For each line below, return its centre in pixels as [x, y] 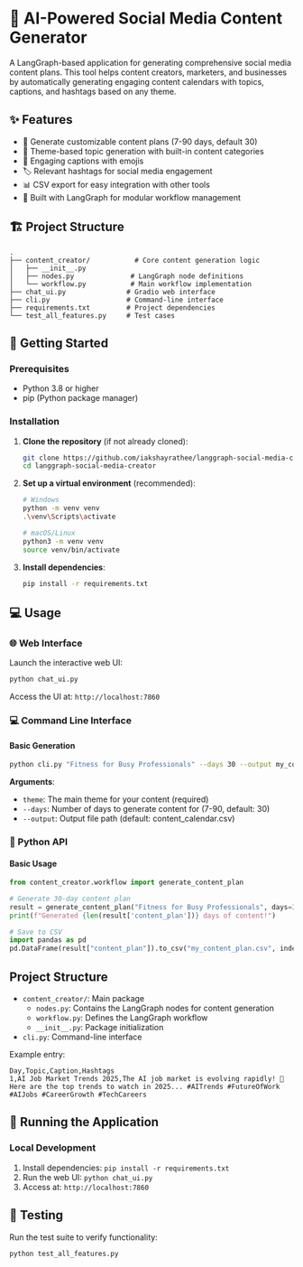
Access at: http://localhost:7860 [86, 1187]
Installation [35, 422]
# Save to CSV [36, 932]
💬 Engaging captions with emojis [83, 161]
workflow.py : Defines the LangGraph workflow [122, 1018]
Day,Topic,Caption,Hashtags [62, 1071]
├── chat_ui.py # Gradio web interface [113, 292]
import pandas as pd [48, 940]
